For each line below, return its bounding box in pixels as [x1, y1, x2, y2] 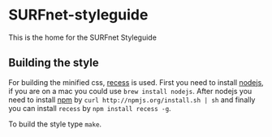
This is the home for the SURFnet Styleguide [8, 32, 157, 42]
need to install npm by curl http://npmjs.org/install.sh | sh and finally [8, 95, 256, 105]
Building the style [8, 56, 99, 70]
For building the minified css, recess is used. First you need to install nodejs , [8, 77, 264, 87]
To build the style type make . [8, 119, 102, 129]
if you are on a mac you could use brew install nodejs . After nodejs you [8, 86, 253, 96]
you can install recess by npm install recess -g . [8, 103, 172, 113]
